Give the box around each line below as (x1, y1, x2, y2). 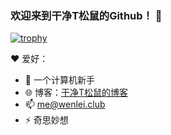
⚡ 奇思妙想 (24, 114, 69, 126)
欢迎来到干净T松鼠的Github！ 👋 (10, 8, 163, 22)
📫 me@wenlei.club (24, 98, 106, 111)
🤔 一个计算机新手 (24, 74, 95, 86)
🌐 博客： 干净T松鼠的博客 (24, 87, 128, 99)
